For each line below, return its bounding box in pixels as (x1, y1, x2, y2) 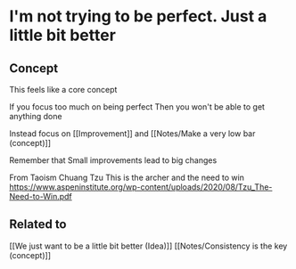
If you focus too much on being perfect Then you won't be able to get (9, 102, 266, 112)
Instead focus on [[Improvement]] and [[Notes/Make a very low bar (9, 128, 256, 139)
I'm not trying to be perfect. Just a (9, 6, 267, 27)
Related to (9, 216, 67, 232)
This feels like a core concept (9, 85, 118, 94)
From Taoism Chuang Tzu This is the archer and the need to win (9, 172, 245, 183)
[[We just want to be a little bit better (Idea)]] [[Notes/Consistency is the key (9, 240, 288, 251)
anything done (9, 111, 62, 121)
